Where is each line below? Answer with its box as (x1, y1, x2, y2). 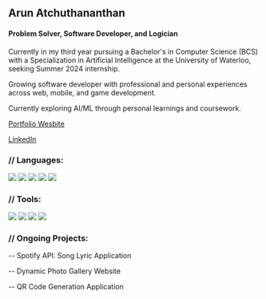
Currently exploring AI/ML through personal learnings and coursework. (8, 103, 241, 113)
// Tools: (8, 193, 42, 204)
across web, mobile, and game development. (8, 87, 157, 97)
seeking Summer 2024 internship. (8, 63, 121, 73)
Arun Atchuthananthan (8, 6, 125, 20)
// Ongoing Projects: (8, 232, 89, 244)
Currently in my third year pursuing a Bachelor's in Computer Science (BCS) (8, 46, 258, 56)
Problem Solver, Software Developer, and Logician (8, 28, 178, 38)
